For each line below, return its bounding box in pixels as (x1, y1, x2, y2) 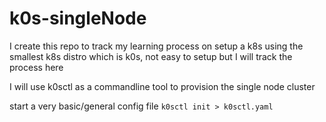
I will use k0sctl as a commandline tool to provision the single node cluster (9, 80, 316, 92)
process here (9, 61, 64, 73)
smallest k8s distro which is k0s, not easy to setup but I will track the (9, 50, 293, 62)
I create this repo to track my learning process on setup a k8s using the (9, 40, 304, 52)
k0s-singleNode (9, 7, 147, 30)
